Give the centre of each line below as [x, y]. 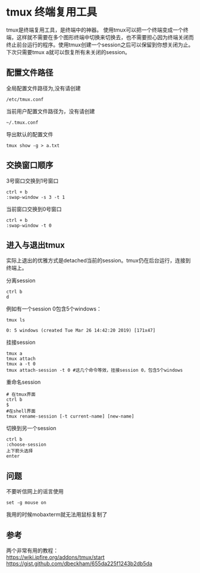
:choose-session [26, 445]
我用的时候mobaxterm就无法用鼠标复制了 [57, 515]
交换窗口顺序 [30, 165]
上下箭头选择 [20, 451]
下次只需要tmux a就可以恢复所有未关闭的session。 [68, 52]
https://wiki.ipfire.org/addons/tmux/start [56, 557]
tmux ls [16, 320]
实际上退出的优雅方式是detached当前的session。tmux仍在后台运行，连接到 [99, 261]
